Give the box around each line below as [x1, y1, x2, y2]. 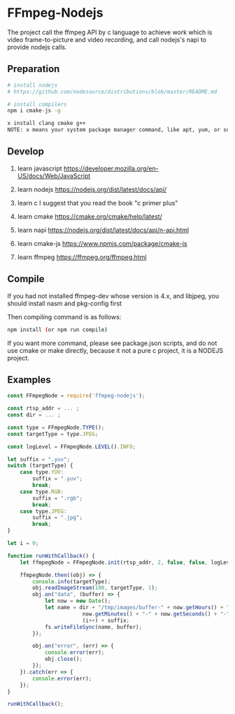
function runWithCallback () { [7, 552, 96, 560]
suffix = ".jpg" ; [32, 514, 83, 521]
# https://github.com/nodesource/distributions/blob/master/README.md [7, 88, 218, 95]
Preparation [7, 63, 60, 75]
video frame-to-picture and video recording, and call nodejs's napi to [7, 35, 207, 43]
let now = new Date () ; [44, 597, 111, 605]
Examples [7, 374, 51, 386]
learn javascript [17, 164, 63, 173]
